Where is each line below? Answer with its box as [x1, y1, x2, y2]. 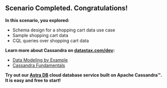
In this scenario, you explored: [5, 17, 70, 23]
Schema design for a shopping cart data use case [12, 27, 115, 33]
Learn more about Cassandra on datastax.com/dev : [5, 47, 115, 53]
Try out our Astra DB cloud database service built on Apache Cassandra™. [5, 72, 162, 78]
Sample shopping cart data [12, 32, 68, 38]
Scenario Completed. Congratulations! [5, 4, 128, 12]
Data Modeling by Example [12, 57, 68, 63]
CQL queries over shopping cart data [12, 37, 89, 43]
